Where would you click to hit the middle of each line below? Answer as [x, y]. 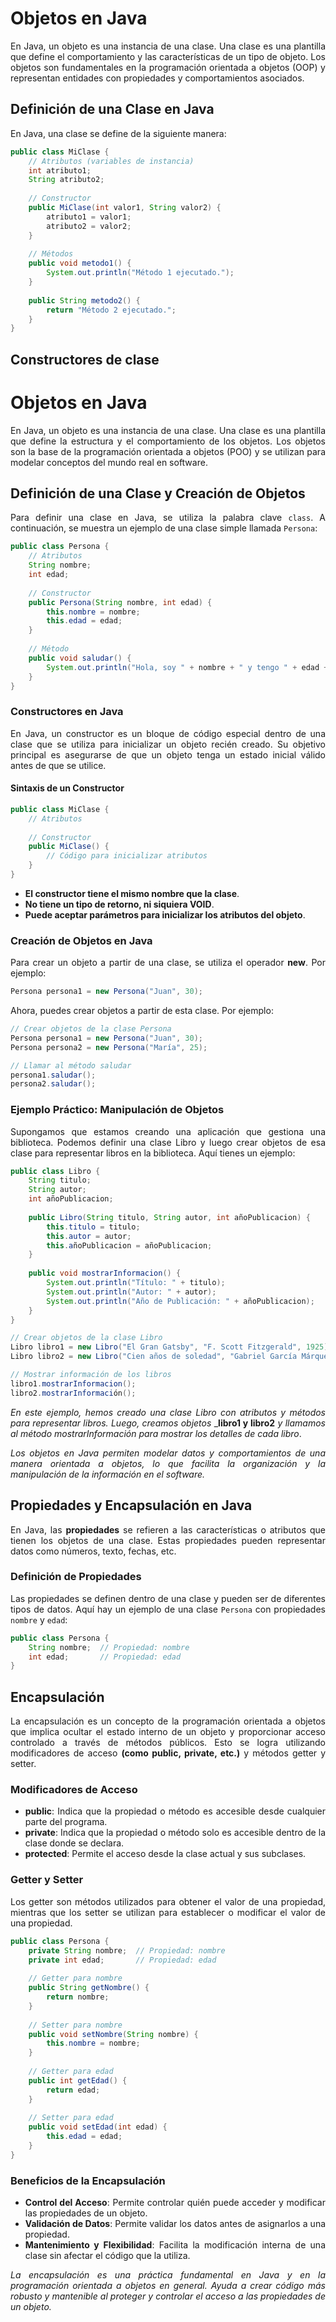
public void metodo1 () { [80, 263]
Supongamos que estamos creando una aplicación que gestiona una [168, 1131]
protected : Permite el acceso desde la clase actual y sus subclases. [165, 1854]
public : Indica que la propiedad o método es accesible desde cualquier [175, 1811]
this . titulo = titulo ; [93, 1227]
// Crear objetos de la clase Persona [91, 1029]
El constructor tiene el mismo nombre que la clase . [132, 893]
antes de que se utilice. [58, 765]
